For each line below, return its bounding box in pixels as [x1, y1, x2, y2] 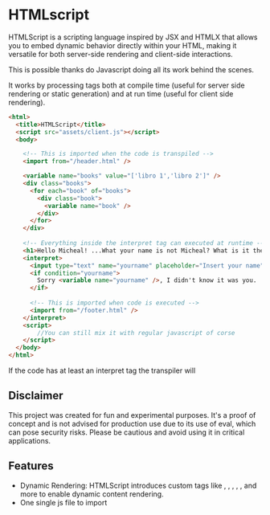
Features [8, 460, 54, 473]
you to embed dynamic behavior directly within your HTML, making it [8, 40, 237, 50]
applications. [8, 435, 51, 445]
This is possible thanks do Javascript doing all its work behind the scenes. [8, 64, 255, 74]
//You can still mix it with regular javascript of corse [37, 329, 235, 337]
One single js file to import [19, 497, 108, 507]
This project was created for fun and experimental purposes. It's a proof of [8, 410, 256, 419]
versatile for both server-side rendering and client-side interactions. [8, 49, 233, 59]
